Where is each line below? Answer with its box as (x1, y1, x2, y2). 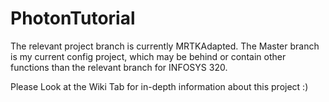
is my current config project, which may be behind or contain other (10, 50, 287, 62)
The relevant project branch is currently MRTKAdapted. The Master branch (10, 40, 320, 52)
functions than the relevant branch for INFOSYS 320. (10, 61, 228, 73)
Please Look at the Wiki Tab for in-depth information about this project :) (10, 80, 309, 92)
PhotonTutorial (10, 7, 136, 30)
